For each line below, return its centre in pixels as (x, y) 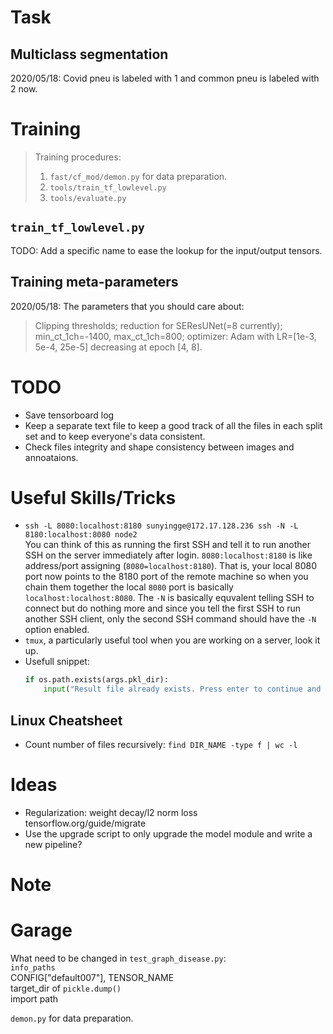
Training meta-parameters (94, 282)
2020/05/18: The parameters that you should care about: (127, 306)
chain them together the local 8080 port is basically (129, 587)
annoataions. (51, 457)
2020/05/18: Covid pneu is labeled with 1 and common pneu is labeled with (165, 78)
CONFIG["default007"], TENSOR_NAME (92, 978)
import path (34, 999)
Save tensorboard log (69, 415)
